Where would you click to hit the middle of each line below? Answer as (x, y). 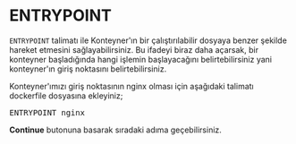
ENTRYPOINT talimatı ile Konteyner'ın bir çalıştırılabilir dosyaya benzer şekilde (148, 40)
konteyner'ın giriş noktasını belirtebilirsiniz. (88, 69)
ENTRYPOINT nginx (47, 112)
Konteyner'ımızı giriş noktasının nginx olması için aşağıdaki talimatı (131, 86)
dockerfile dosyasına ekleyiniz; (66, 96)
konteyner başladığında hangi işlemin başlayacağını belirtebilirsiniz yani (141, 59)
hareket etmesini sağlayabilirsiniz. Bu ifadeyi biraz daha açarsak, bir (134, 49)
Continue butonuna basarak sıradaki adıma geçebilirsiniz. (115, 130)
